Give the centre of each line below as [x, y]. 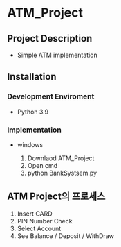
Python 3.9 [33, 112]
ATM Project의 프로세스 [56, 197]
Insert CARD [35, 214]
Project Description [50, 39]
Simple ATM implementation [57, 55]
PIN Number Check [45, 221]
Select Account [39, 228]
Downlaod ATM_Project [61, 158]
